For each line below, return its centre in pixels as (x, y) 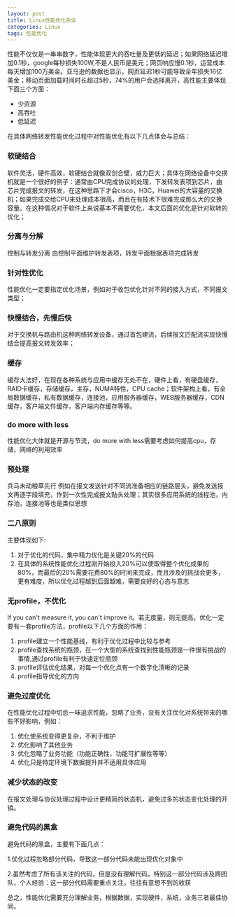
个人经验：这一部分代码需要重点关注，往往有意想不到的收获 (105, 882)
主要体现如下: (27, 540)
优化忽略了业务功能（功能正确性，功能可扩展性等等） (94, 754)
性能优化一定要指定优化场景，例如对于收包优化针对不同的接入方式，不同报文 (117, 289)
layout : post (26, 14)
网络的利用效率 (41, 449)
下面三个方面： (29, 89)
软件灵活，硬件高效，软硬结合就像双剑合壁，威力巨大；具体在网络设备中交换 (117, 173)
